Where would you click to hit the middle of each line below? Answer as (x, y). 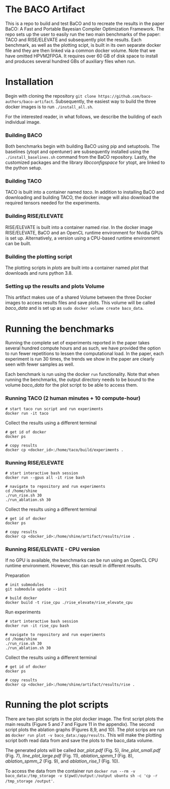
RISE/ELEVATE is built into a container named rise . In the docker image (79, 227)
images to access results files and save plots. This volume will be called (80, 303)
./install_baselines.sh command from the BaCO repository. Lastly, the (81, 157)
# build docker (21, 598)
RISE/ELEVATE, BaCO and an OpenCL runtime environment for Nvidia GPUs (84, 232)
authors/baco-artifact (29, 102)
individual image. (23, 122)
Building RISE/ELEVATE (35, 216)
